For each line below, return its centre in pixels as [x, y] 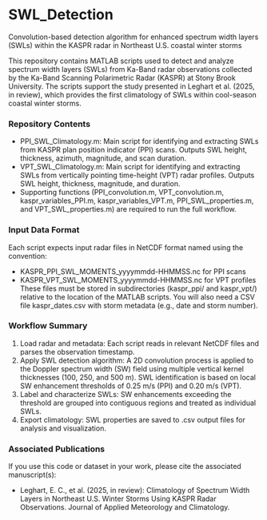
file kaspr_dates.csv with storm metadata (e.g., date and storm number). [139, 305]
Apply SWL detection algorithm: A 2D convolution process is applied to [137, 360]
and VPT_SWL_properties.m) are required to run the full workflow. [128, 209]
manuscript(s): [32, 475]
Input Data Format [44, 230]
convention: [28, 256]
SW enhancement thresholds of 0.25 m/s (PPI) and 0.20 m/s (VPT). [131, 386]
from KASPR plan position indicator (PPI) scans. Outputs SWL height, [133, 150]
